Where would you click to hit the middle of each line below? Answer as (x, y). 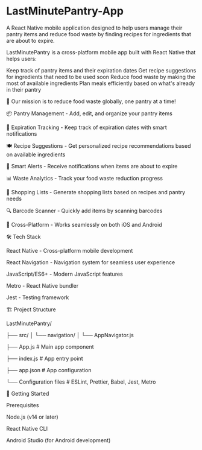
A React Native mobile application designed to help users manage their (94, 28)
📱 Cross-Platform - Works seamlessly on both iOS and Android (84, 224)
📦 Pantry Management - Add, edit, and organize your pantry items (90, 113)
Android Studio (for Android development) (58, 440)
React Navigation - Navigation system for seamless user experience (91, 262)
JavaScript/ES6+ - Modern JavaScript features (65, 274)
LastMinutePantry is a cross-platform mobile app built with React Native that (101, 52)
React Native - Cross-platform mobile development (70, 250)
